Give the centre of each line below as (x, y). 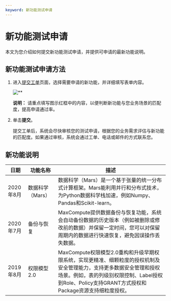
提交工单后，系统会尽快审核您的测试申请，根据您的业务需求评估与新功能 (88, 131)
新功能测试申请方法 (35, 69)
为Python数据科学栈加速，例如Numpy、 (106, 195)
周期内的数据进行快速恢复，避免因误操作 (106, 236)
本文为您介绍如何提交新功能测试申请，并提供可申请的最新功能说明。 (77, 52)
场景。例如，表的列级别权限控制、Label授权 (110, 276)
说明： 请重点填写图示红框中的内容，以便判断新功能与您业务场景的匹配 (87, 103)
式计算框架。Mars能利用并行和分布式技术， (110, 188)
